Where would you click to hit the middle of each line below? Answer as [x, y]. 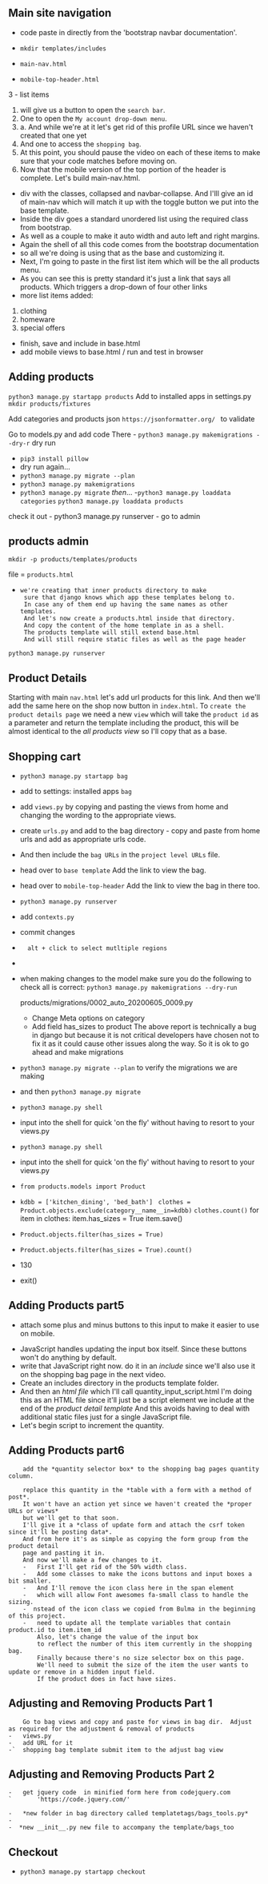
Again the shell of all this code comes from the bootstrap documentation [139, 244]
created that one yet [53, 135]
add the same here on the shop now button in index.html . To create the [127, 706]
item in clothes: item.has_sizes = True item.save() [101, 1219]
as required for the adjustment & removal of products [102, 1729]
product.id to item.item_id [55, 1630]
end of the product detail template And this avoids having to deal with [135, 1408]
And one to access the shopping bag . [80, 144]
